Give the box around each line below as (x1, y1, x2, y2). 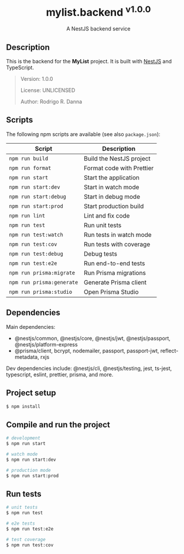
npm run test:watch (9, 231, 63, 238)
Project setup (6, 388, 57, 398)
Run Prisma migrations (84, 268, 146, 277)
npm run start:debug (9, 193, 66, 200)
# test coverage (6, 536, 46, 542)
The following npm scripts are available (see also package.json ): (6, 130, 161, 138)
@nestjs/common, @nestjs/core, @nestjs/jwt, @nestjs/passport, (14, 335, 171, 342)
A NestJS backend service (66, 25, 131, 32)
